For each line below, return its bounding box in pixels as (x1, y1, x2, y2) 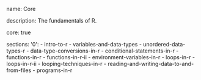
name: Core (6, 5, 36, 12)
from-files (6, 67, 32, 74)
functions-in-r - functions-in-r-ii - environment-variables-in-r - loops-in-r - (6, 54, 196, 60)
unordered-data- (143, 41, 186, 48)
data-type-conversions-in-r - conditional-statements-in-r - (30, 47, 179, 54)
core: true (6, 29, 31, 36)
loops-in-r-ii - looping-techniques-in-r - (6, 60, 107, 67)
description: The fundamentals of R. (6, 17, 97, 24)
